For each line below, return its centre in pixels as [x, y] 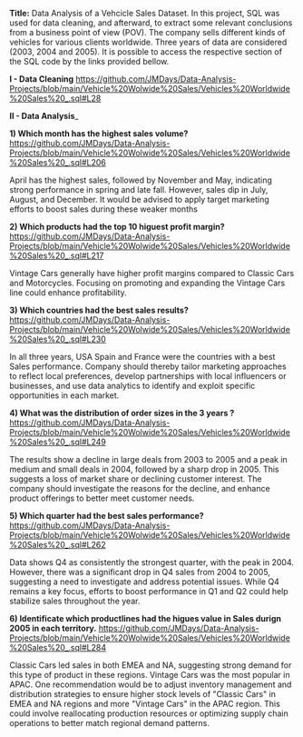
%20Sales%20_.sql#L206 [58, 162]
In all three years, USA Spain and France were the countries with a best [142, 357]
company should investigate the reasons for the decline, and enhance [140, 488]
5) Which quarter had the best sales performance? [107, 516]
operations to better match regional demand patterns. [110, 723]
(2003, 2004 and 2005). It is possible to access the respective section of [146, 52]
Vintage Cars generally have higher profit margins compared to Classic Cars [152, 273]
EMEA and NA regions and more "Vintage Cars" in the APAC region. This [145, 704]
